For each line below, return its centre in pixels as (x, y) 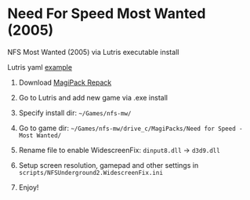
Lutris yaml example (40, 67)
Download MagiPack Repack (65, 82)
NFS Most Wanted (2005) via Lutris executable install (93, 52)
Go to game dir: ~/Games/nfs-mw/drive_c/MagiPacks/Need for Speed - (131, 128)
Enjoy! (29, 187)
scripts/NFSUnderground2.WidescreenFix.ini (91, 173)
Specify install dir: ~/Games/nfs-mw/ (75, 113)
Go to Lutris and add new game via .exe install (93, 97)
